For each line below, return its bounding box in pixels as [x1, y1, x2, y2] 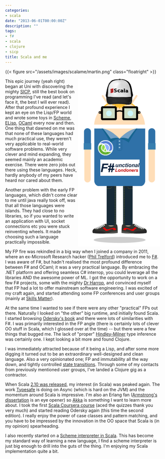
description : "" [5, 24, 38, 28]
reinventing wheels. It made [5, 228, 61, 234]
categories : [5, 8, 29, 13]
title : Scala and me [5, 54, 48, 59]
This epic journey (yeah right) [5, 78, 65, 84]
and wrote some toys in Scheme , [5, 114, 72, 120]
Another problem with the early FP [5, 187, 75, 192]
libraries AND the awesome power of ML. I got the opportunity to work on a [5, 274, 158, 280]
